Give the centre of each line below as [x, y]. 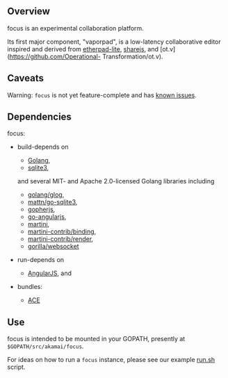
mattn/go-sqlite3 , [52, 202]
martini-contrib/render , [60, 239]
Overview [29, 11]
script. [16, 367]
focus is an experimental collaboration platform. [75, 28]
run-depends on [41, 260]
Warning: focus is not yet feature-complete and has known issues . [102, 95]
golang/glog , [46, 195]
